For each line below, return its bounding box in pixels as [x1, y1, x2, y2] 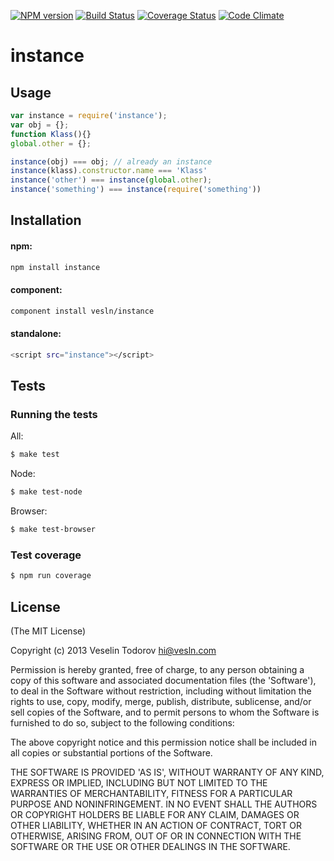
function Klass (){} [10, 129, 92, 139]
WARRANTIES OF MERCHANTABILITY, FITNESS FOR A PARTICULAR [10, 787, 293, 799]
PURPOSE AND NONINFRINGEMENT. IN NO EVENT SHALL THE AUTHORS [10, 798, 318, 810]
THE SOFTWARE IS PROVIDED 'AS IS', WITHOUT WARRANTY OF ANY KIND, [10, 766, 325, 778]
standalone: [10, 328, 62, 340]
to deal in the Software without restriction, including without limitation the [10, 685, 312, 697]
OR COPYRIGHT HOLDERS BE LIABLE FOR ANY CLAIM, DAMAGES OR [10, 808, 300, 820]
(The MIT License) [10, 625, 87, 637]
